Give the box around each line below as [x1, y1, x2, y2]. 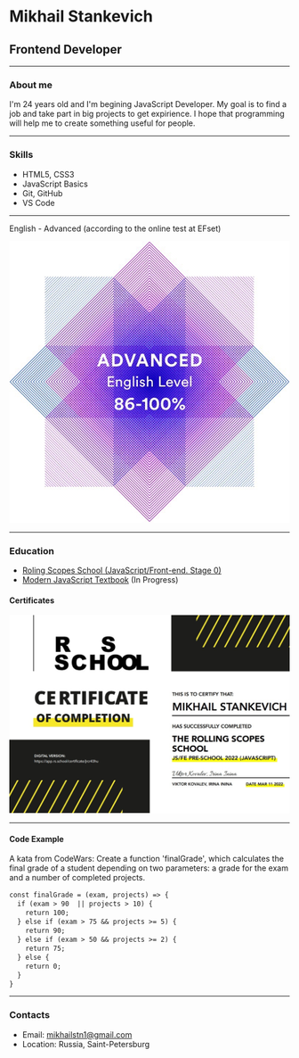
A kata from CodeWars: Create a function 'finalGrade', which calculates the [9, 854, 285, 864]
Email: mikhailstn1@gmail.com [21, 1029, 133, 1040]
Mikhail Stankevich [9, 6, 153, 27]
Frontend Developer [9, 42, 123, 57]
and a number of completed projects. [9, 872, 146, 883]
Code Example [9, 833, 64, 844]
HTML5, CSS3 [21, 169, 75, 179]
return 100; [25, 908, 69, 918]
